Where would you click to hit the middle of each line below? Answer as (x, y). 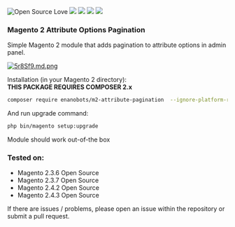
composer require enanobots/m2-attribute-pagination (86, 100)
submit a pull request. (38, 216)
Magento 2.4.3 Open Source (58, 195)
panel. (16, 53)
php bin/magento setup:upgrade (53, 126)
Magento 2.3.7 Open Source (58, 180)
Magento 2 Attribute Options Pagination (76, 29)
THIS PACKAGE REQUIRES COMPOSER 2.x (70, 87)
